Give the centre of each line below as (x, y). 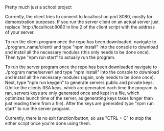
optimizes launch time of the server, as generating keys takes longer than (79, 98)
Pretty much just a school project (38, 7)
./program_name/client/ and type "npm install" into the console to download (82, 47)
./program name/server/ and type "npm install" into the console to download (82, 72)
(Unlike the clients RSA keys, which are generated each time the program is (81, 88)
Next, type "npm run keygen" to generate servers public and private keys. (80, 82)
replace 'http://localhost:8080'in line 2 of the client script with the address (80, 27)
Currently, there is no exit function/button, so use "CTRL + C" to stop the (78, 118)
